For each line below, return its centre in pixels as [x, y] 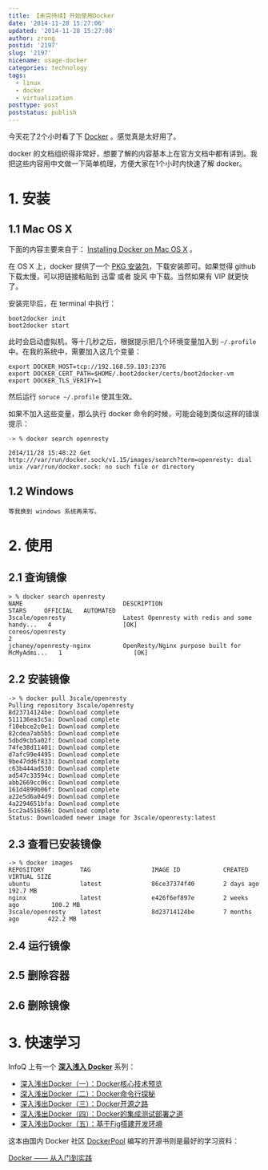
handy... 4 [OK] [73, 625]
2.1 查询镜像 [38, 578]
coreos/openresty [37, 632]
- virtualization [44, 98]
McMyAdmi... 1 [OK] [78, 653]
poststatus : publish [43, 113]
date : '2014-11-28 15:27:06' [57, 23]
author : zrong [32, 38]
